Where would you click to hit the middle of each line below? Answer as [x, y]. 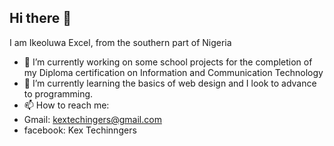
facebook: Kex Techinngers [80, 130]
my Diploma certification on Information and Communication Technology [173, 72]
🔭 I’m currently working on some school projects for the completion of [168, 62]
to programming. [58, 93]
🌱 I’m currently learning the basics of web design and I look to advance [170, 83]
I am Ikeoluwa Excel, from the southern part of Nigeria [120, 42]
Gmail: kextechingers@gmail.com [92, 119]
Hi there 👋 [40, 18]
